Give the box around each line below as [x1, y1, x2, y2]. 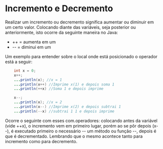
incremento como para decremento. [5, 138, 78, 144]
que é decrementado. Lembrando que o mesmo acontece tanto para [5, 133, 143, 139]
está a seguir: [5, 59, 33, 64]
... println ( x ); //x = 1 [14, 77, 62, 82]
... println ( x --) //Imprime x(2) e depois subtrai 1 [14, 105, 121, 109]
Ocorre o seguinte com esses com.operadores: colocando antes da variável [5, 118, 158, 124]
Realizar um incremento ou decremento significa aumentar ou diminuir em [5, 19, 154, 25]
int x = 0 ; [14, 68, 36, 73]
